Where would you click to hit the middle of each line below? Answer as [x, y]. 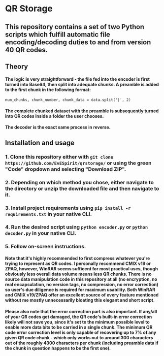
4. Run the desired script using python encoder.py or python [77, 227]
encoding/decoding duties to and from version [78, 42]
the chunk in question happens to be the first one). [58, 348]
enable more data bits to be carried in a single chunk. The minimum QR [79, 327]
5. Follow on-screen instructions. [46, 247]
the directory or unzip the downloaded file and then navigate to [82, 189]
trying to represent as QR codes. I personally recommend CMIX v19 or [78, 263]
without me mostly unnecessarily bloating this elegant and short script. [80, 300]
